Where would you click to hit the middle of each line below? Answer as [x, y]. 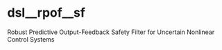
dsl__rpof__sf [46, 13]
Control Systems [31, 39]
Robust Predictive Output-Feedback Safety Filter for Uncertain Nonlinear [111, 32]
